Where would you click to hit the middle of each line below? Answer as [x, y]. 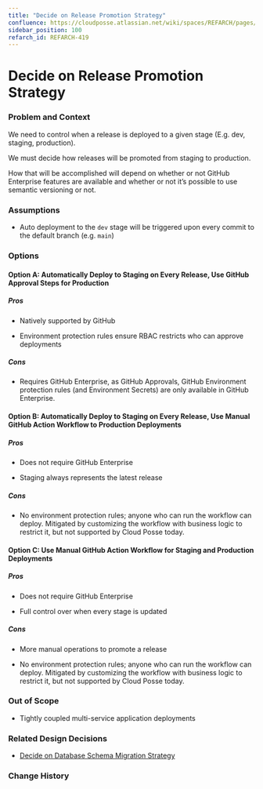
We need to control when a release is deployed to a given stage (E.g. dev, [126, 134]
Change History [39, 776]
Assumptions [34, 210]
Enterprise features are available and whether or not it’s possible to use [123, 181]
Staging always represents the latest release [91, 478]
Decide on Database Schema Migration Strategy [97, 756]
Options [23, 256]
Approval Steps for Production [59, 282]
